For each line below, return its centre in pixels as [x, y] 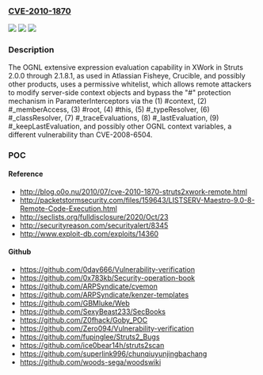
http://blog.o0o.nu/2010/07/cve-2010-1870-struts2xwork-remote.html [133, 191]
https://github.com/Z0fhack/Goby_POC [84, 320]
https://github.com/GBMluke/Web [75, 303]
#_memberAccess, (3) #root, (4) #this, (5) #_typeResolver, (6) [109, 109]
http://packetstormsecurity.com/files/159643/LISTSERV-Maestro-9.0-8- [137, 200]
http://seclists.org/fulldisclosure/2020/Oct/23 [94, 216]
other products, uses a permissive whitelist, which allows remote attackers [130, 84]
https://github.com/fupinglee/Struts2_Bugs [90, 337]
